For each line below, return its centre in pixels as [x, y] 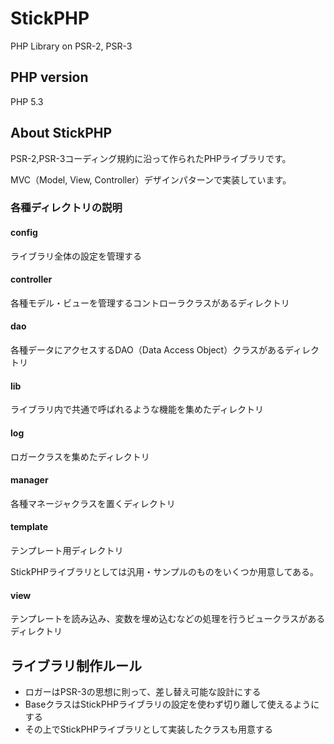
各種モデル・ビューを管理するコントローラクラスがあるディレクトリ [150, 303]
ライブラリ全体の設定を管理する [76, 256]
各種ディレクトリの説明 [66, 208]
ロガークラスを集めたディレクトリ [80, 456]
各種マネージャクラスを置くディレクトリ [93, 503]
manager [29, 480]
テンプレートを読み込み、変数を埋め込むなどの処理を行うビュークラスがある [168, 619]
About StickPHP [61, 133]
